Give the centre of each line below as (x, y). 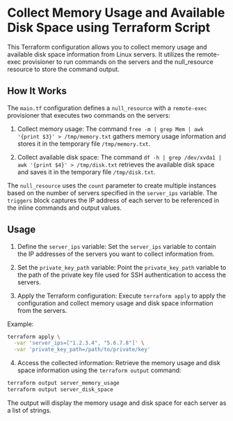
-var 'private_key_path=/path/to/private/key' (82, 350)
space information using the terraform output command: (99, 370)
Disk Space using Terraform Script (109, 28)
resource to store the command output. (63, 69)
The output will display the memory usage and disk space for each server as (117, 403)
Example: (21, 324)
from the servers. (42, 310)
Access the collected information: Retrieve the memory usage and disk (119, 363)
